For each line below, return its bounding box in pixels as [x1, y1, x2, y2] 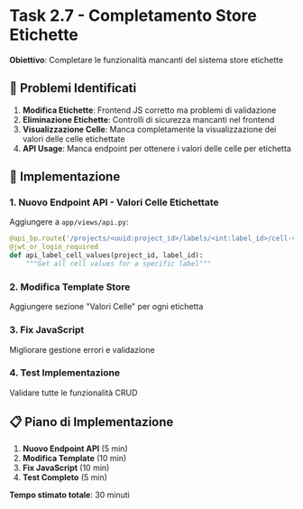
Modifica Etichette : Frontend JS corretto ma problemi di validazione [22, 105, 277, 116]
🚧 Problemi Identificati [9, 80, 137, 96]
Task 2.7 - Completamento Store [9, 5, 257, 26]
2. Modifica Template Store [9, 281, 131, 293]
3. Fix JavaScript [9, 324, 85, 337]
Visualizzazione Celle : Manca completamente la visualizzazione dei [22, 124, 277, 134]
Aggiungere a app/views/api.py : [9, 217, 129, 227]
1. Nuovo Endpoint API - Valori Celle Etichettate [9, 196, 219, 208]
